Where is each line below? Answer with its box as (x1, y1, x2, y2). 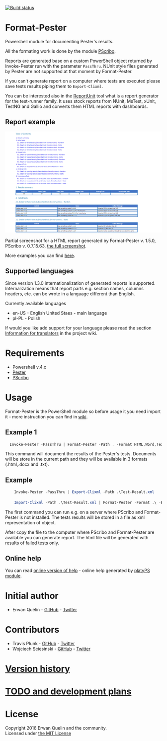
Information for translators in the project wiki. (5, 330, 98, 336)
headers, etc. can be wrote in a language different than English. (5, 291, 135, 297)
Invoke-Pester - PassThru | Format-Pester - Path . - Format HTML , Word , (9, 442, 157, 447)
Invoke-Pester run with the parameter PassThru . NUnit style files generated (5, 63, 158, 69)
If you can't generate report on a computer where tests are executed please (5, 78, 161, 84)
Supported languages (5, 267, 74, 275)
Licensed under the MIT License (5, 730, 71, 736)
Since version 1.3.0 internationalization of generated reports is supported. (5, 280, 156, 286)
